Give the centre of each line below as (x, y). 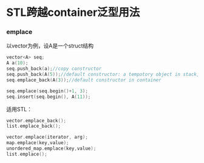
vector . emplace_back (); (36, 120)
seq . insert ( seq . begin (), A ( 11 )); (49, 97)
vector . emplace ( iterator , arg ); (47, 137)
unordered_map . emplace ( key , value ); (51, 149)
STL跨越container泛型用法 (73, 12)
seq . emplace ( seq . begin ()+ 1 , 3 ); (47, 91)
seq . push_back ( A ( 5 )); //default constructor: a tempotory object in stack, (103, 75)
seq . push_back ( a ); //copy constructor (54, 69)
